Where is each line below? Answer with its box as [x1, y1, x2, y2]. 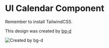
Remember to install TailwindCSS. [5, 19, 73, 24]
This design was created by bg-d [5, 28, 72, 34]
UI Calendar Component [5, 3, 105, 14]
